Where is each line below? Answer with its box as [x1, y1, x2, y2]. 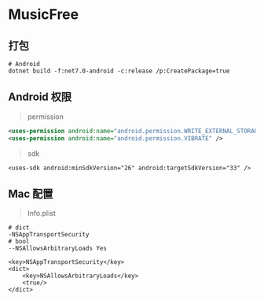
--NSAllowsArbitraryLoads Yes [8, 244, 108, 253]
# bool [8, 238, 30, 246]
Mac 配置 [8, 187, 53, 200]
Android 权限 [8, 91, 72, 104]
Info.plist [27, 209, 57, 218]
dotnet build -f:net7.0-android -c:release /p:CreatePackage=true [8, 67, 230, 75]
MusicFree [8, 6, 79, 24]
